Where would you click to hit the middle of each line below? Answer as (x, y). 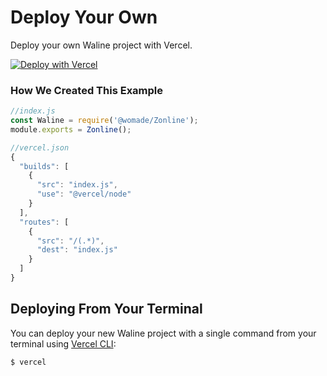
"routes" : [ (44, 222)
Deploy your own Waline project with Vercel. (101, 45)
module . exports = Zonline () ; (71, 129)
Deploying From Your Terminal (106, 309)
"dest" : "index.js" (77, 250)
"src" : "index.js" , (77, 185)
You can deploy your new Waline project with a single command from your (163, 333)
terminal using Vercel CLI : (63, 343)
